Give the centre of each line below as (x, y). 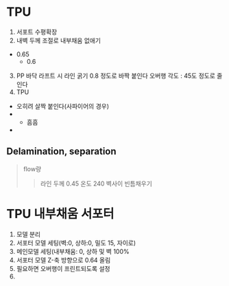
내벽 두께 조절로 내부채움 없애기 (58, 40)
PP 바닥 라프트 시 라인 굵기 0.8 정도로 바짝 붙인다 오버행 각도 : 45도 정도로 (116, 76)
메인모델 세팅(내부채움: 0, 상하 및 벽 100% (73, 251)
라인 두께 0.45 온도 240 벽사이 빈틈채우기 (96, 184)
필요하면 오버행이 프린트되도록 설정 (63, 268)
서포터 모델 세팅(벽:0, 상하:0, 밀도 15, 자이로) (76, 243)
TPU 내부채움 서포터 (60, 213)
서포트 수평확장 (37, 32)
